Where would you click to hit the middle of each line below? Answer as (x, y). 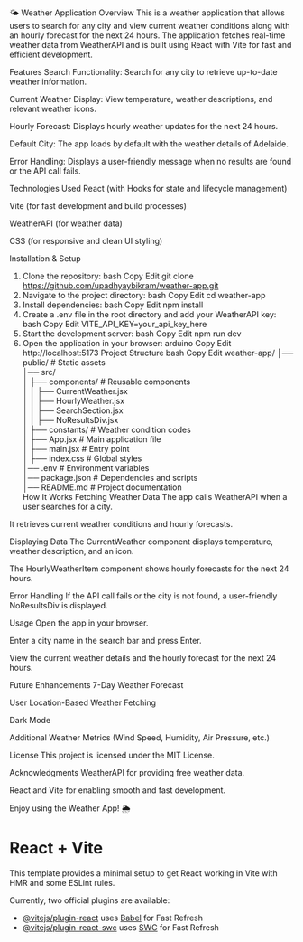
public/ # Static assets (64, 363)
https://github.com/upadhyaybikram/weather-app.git (120, 286)
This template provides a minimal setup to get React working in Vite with (143, 873)
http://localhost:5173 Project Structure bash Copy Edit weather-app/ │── (158, 353)
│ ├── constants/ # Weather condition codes (106, 429)
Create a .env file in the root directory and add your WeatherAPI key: (149, 314)
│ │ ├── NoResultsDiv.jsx (70, 420)
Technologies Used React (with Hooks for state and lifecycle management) (148, 188)
